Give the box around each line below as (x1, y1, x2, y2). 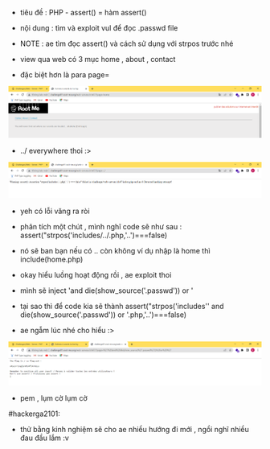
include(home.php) (19, 254, 84, 264)
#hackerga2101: (8, 409, 60, 418)
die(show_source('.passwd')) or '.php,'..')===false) (19, 310, 187, 319)
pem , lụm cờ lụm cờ (19, 393, 88, 402)
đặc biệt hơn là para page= (19, 70, 110, 80)
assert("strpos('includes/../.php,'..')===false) (19, 230, 168, 240)
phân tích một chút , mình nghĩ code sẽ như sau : (19, 221, 182, 231)
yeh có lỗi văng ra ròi (19, 206, 90, 216)
